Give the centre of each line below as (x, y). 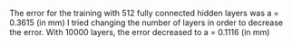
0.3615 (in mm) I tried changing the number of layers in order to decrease (146, 23)
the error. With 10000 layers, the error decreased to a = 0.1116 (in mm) (140, 32)
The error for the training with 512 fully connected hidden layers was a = (144, 13)
